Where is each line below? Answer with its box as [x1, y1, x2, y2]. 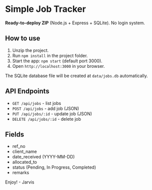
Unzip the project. [12, 47, 49, 53]
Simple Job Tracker [5, 3, 86, 15]
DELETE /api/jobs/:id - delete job [12, 116, 81, 122]
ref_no [12, 143, 26, 149]
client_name [12, 148, 37, 154]
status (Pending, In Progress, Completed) [12, 164, 96, 170]
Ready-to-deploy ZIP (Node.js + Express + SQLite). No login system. [5, 20, 145, 26]
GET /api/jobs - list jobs [12, 100, 61, 106]
